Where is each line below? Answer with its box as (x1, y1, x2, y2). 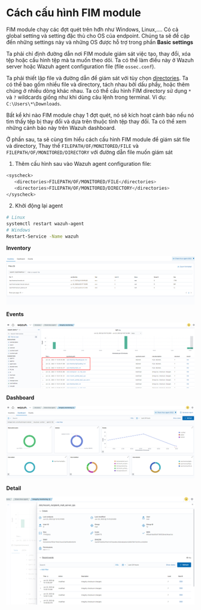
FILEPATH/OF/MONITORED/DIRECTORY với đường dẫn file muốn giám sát (6, 148, 173, 156)
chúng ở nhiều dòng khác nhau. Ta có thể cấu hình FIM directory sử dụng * (6, 87, 191, 94)
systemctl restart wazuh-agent (6, 221, 84, 227)
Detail (6, 485, 22, 492)
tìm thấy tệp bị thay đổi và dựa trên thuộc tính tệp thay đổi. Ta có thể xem (6, 117, 187, 125)
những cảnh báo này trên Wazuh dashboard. (6, 124, 117, 131)
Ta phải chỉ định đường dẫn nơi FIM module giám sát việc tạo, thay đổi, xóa (6, 50, 191, 57)
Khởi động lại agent (14, 202, 63, 210)
